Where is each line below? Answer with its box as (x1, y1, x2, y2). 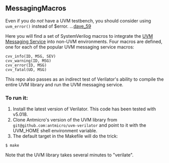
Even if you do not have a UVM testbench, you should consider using (5, 17, 151, 24)
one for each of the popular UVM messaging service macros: (5, 43, 135, 50)
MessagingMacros (5, 4, 67, 13)
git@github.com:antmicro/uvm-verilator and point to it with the (12, 122, 146, 128)
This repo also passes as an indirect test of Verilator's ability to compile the (5, 76, 164, 82)
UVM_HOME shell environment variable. (12, 128, 97, 134)
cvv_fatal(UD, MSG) (5, 67, 47, 72)
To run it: (5, 94, 28, 101)
